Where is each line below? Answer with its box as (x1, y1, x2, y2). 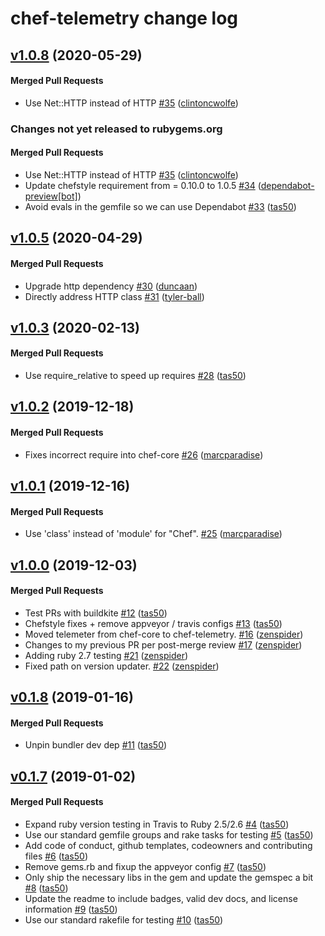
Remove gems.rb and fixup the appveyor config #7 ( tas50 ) (24, 861, 267, 873)
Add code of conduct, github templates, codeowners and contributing (24, 840, 313, 852)
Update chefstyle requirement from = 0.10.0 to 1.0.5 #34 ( (24, 179, 262, 191)
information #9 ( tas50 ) (24, 903, 118, 916)
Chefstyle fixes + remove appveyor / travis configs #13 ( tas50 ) (24, 617, 283, 629)
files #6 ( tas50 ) (24, 850, 89, 862)
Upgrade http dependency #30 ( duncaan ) (24, 280, 198, 292)
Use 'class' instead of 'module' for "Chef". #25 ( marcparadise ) (24, 528, 283, 540)
